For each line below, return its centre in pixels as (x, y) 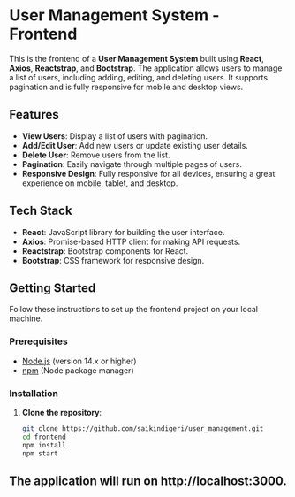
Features (34, 115)
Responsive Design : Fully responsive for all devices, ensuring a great (148, 173)
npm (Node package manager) (78, 370)
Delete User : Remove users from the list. (96, 155)
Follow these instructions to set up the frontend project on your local (134, 310)
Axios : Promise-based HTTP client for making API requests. (131, 241)
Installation (34, 393)
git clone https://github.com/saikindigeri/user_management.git (143, 428)
